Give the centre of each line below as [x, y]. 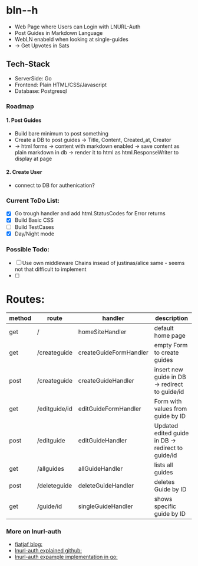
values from [171, 409]
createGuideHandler [106, 380]
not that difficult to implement [50, 269]
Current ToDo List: [33, 200]
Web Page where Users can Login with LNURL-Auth [77, 27]
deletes [164, 481]
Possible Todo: [28, 249]
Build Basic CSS [34, 220]
